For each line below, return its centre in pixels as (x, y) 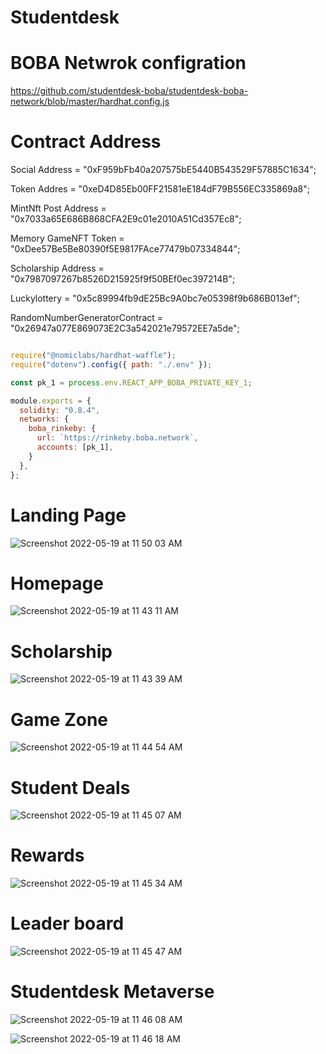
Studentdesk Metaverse (112, 992)
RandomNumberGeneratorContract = (87, 318)
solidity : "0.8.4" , (60, 410)
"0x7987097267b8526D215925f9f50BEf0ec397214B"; (123, 279)
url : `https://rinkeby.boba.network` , (117, 438)
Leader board (67, 923)
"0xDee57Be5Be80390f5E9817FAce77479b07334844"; (125, 249)
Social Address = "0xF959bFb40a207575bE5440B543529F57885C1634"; (163, 170)
